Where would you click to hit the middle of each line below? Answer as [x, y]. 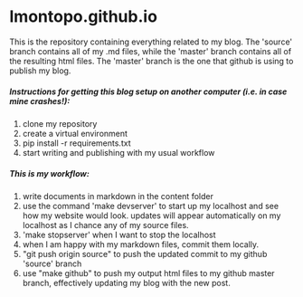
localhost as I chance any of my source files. [105, 225]
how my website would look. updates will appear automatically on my [151, 216]
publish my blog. [40, 71]
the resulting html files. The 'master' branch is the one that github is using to [151, 61]
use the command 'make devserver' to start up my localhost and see [150, 206]
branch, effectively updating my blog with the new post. [126, 283]
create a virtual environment [75, 133]
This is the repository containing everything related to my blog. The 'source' [151, 42]
